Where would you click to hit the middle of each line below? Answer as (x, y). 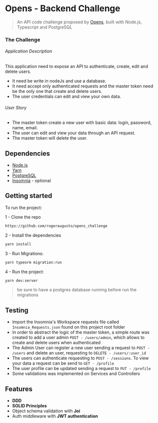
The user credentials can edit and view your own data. (67, 97)
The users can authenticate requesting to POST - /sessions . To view (80, 358)
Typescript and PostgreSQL (44, 27)
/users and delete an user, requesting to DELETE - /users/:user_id (79, 353)
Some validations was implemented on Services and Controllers (76, 374)
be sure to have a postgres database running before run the (77, 290)
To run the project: (24, 208)
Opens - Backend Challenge (63, 9)
